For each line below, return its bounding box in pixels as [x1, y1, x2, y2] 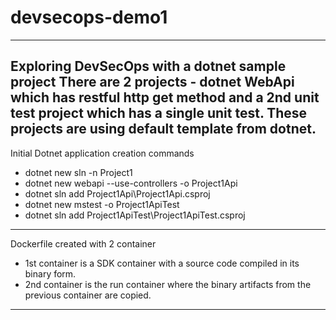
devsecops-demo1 [10, 6, 168, 29]
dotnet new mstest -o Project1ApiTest [24, 198, 180, 210]
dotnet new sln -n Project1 [24, 166, 133, 178]
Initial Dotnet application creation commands [10, 147, 195, 159]
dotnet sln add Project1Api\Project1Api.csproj [24, 187, 211, 200]
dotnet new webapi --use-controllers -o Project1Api [24, 177, 238, 189]
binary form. [24, 267, 77, 280]
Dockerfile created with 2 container [10, 237, 157, 250]
